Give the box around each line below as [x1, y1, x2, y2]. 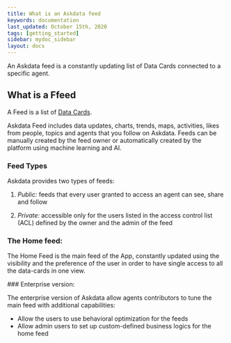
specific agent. [7, 69, 50, 77]
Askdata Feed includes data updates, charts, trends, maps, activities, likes [7, 121, 220, 130]
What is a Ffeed [7, 89, 77, 101]
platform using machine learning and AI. [7, 144, 122, 152]
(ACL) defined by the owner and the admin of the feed [17, 219, 173, 227]
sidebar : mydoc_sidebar [7, 36, 77, 43]
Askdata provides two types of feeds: [7, 177, 115, 185]
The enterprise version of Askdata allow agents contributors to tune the [7, 294, 212, 302]
